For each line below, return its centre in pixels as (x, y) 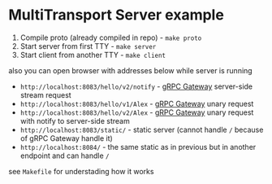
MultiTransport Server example (117, 15)
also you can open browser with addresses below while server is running (131, 70)
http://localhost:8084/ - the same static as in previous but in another (138, 147)
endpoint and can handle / (65, 156)
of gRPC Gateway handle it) (67, 138)
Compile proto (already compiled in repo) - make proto (111, 37)
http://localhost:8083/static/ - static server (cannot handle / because (142, 129)
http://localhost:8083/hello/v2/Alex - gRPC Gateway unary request (137, 112)
